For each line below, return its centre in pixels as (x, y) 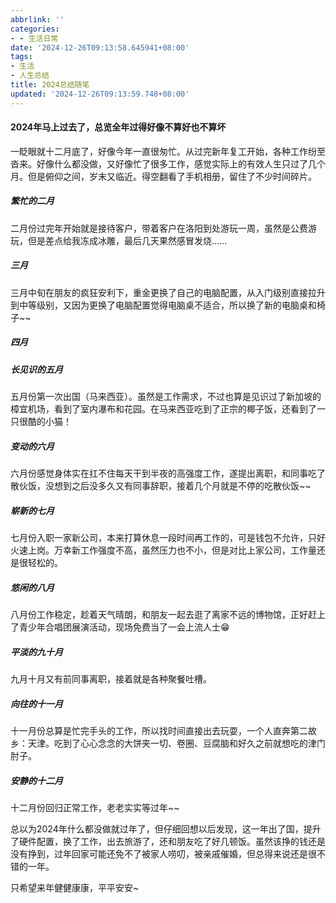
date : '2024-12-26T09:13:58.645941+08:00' (100, 47)
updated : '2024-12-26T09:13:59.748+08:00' (100, 94)
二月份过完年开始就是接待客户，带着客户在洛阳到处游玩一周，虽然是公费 (159, 228)
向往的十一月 (36, 703)
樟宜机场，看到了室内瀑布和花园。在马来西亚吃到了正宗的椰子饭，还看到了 (163, 409)
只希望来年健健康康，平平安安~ (75, 887)
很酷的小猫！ (45, 422)
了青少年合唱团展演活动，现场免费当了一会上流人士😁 (120, 627)
